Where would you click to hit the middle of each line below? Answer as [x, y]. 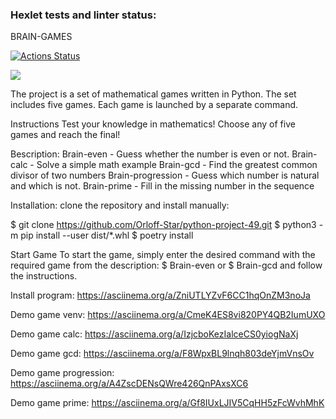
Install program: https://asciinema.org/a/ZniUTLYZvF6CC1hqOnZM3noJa [160, 295]
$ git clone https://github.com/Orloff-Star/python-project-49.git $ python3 [163, 225]
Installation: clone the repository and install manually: [120, 205]
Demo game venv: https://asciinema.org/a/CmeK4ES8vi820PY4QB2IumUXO [168, 315]
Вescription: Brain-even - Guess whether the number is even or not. [150, 154]
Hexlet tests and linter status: [83, 15]
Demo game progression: [62, 373]
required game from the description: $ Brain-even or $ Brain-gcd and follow [166, 265]
